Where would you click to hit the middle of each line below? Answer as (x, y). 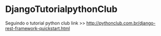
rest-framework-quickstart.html (37, 28)
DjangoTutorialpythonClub (61, 9)
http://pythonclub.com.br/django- (121, 23)
